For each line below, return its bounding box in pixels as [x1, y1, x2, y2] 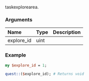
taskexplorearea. [5, 4, 39, 10]
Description [53, 29, 81, 36]
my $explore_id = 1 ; [5, 63, 47, 68]
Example [5, 52, 26, 59]
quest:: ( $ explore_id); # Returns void [5, 72, 84, 77]
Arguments [5, 16, 33, 23]
